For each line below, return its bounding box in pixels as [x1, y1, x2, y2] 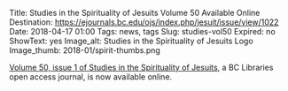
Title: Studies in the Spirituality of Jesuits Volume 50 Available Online [9, 8, 261, 18]
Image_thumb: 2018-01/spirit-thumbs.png [9, 45, 161, 56]
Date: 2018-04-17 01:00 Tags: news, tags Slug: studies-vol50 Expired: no [9, 27, 276, 36]
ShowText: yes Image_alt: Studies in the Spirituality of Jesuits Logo [9, 35, 254, 46]
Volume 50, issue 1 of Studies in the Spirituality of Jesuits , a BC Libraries [9, 62, 274, 72]
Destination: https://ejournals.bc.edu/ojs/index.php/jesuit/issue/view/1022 [9, 17, 279, 27]
